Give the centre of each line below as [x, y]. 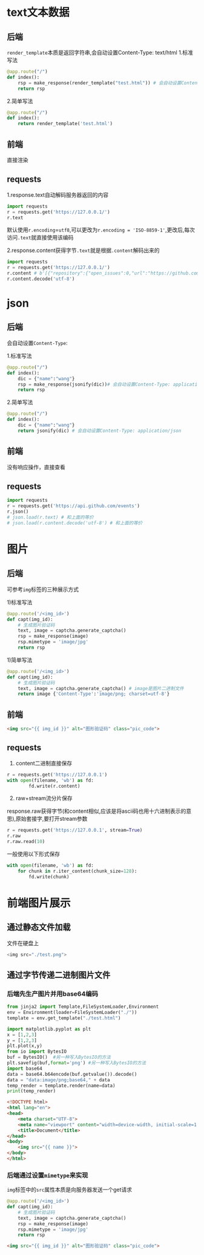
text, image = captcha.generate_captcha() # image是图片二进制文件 [101, 688]
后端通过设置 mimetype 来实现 [48, 1175]
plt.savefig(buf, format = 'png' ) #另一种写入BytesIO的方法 [77, 1063]
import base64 [25, 1069]
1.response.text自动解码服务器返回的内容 [58, 194]
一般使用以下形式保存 [33, 854]
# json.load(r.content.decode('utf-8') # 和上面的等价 [75, 523]
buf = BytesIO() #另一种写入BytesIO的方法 [59, 1058]
